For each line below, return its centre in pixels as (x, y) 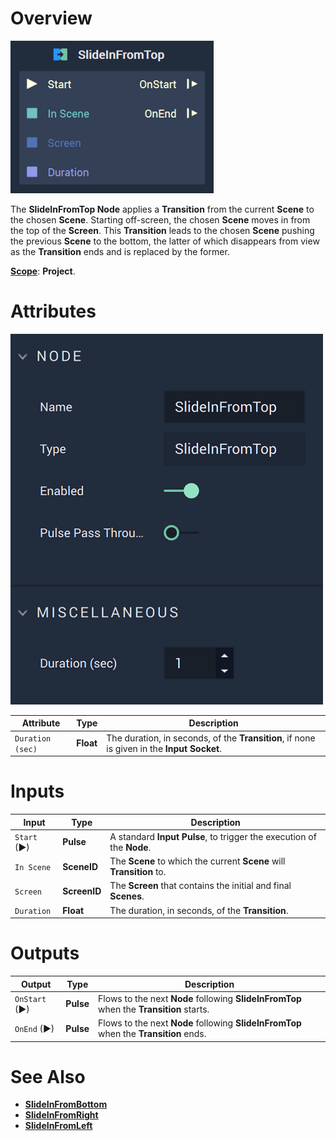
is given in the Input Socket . (164, 748)
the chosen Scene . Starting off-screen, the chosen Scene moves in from (160, 219)
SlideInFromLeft (58, 1126)
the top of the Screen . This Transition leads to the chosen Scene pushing (162, 230)
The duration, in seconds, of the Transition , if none (211, 738)
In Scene (33, 867)
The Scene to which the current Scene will (197, 861)
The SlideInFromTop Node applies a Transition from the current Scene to (162, 209)
